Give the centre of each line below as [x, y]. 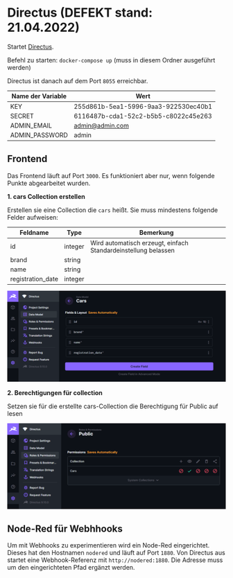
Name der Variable [39, 96]
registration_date [34, 279]
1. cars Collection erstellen [46, 196]
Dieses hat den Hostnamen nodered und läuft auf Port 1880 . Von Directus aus [116, 553]
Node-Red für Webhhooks [65, 528]
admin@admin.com [102, 125]
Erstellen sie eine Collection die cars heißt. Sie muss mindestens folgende [113, 210]
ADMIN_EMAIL [31, 125]
